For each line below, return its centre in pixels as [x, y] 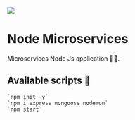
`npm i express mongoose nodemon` [58, 103]
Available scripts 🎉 [49, 81]
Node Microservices [68, 39]
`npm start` [25, 109]
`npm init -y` [28, 97]
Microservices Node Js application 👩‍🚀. [63, 58]
